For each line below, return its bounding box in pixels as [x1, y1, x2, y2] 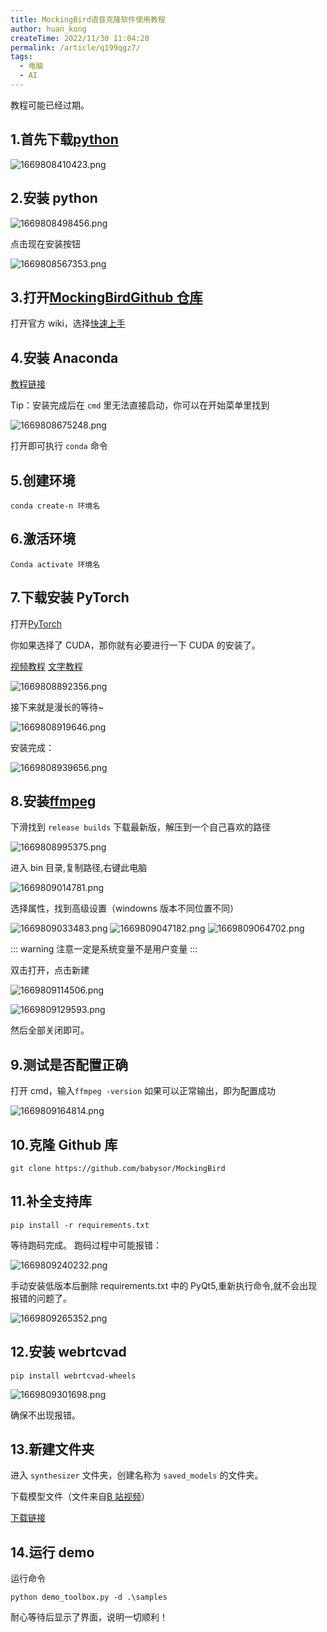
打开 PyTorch [10, 617, 62, 630]
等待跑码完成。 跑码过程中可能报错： [10, 1239, 162, 1251]
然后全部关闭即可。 [10, 1024, 90, 1036]
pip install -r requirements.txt [10, 1220, 150, 1230]
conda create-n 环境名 [10, 501, 101, 511]
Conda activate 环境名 [10, 559, 101, 570]
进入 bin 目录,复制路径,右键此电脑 [10, 862, 148, 874]
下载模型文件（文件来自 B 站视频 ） [10, 1491, 151, 1503]
